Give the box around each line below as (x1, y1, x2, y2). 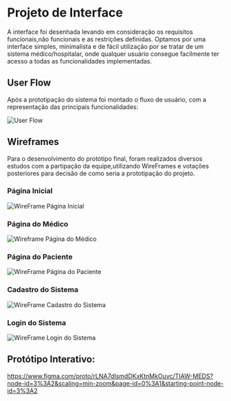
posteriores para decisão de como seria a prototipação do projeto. (7, 169, 195, 177)
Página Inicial (7, 186, 53, 196)
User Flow (7, 77, 52, 89)
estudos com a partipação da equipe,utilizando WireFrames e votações (7, 162, 210, 170)
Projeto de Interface (7, 5, 123, 21)
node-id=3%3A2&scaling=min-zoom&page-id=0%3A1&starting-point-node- (7, 379, 224, 387)
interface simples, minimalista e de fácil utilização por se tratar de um (7, 42, 204, 50)
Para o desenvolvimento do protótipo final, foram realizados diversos (7, 154, 203, 163)
